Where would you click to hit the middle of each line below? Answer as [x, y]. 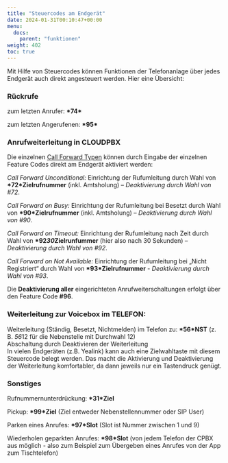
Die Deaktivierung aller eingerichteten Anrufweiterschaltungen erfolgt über [114, 289]
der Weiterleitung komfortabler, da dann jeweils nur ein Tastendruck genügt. [114, 366]
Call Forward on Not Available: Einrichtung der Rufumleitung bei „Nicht [107, 261]
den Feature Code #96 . [40, 296]
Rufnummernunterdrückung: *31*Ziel [61, 399]
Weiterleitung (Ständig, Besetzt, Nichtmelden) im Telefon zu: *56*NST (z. [112, 329]
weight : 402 [24, 45]
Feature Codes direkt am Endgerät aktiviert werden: [80, 165]
